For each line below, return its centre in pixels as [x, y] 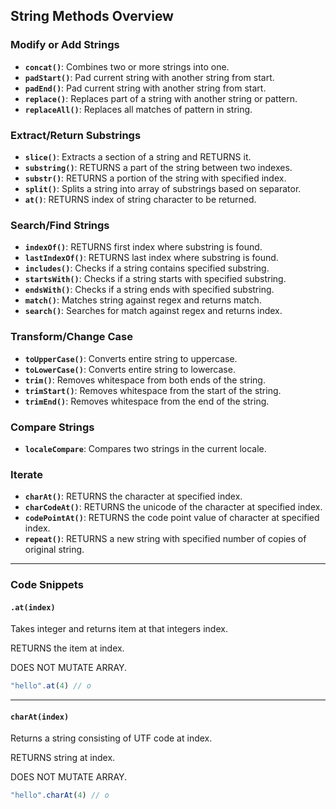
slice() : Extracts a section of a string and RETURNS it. [138, 156]
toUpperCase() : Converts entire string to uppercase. [131, 358]
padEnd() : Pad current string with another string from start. [145, 88]
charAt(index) [40, 717]
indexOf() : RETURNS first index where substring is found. [143, 247]
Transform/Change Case [71, 337]
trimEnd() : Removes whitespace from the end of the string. [147, 401]
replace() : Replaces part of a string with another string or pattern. [161, 98]
